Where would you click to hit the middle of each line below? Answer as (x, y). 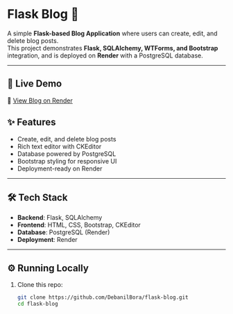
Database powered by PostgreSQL (67, 154)
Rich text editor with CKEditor (59, 146)
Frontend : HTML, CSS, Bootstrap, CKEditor (79, 225)
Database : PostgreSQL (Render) (63, 232)
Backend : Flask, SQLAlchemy (60, 218)
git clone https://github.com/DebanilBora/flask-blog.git (103, 297)
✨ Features (32, 122)
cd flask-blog (37, 304)
